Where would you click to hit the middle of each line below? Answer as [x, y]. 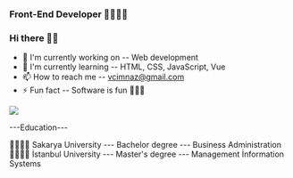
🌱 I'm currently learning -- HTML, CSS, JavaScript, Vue [124, 67]
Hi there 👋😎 [34, 37]
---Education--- [39, 127]
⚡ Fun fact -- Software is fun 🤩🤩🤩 [84, 90]
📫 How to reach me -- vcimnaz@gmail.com [103, 77]
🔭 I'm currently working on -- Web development [110, 58]
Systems [25, 164]
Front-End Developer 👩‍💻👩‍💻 [68, 14]
